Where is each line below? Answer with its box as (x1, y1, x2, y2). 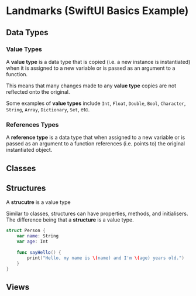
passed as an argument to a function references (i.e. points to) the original (6, 140, 185, 147)
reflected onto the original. (6, 88, 70, 95)
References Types (6, 120, 59, 128)
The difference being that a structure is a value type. (6, 216, 135, 223)
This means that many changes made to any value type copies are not (6, 82, 177, 89)
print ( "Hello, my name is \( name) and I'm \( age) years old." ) (27, 255, 184, 261)
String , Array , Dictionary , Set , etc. (6, 106, 90, 113)
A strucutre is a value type (6, 199, 71, 206)
